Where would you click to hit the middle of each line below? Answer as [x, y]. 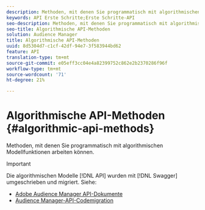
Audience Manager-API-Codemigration [64, 201]
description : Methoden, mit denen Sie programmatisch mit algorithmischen [103, 12]
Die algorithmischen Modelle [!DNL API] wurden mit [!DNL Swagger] [92, 176]
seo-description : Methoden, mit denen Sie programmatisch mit [87, 23]
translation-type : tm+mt [38, 57]
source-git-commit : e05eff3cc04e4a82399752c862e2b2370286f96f [87, 63]
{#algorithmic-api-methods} [80, 129]
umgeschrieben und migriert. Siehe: [52, 182]
